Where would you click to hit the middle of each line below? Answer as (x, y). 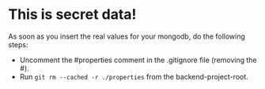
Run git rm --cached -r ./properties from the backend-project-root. (134, 76)
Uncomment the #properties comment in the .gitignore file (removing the (138, 60)
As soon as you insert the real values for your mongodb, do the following (127, 36)
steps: (18, 44)
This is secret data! (72, 15)
